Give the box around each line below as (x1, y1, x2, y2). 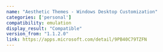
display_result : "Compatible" (6, 25, 83, 32)
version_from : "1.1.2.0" (6, 31, 69, 37)
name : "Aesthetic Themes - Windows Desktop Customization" (6, 8, 158, 15)
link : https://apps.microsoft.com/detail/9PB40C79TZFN (6, 36, 147, 42)
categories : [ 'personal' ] (6, 14, 71, 20)
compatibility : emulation (6, 20, 71, 26)
